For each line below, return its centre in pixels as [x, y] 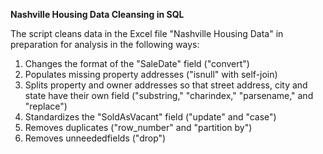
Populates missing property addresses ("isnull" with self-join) [151, 74]
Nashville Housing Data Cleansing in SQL [97, 14]
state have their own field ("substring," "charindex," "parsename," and [169, 95]
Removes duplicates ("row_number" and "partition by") [138, 127]
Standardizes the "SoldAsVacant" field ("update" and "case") [150, 117]
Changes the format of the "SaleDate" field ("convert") [137, 63]
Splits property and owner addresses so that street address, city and [166, 85]
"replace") [46, 106]
